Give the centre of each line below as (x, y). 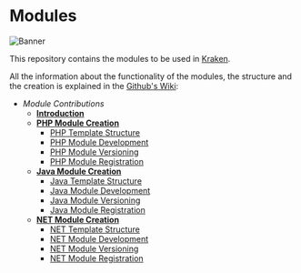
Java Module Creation (79, 171)
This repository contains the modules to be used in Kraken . (120, 58)
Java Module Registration (97, 209)
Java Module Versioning (95, 200)
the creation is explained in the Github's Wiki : (94, 86)
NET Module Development (99, 238)
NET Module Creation (78, 219)
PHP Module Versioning (94, 152)
